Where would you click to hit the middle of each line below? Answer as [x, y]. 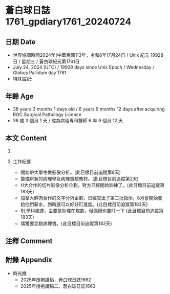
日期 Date [20, 42]
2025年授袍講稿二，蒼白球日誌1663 [58, 286]
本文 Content [26, 138]
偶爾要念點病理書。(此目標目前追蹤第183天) [66, 223]
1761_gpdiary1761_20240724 [68, 22]
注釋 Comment [29, 241]
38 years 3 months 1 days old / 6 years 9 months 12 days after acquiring [89, 109]
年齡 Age [19, 96]
